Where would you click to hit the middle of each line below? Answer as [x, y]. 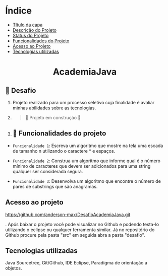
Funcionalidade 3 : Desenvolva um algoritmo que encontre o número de [87, 181]
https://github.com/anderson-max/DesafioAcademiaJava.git [68, 215]
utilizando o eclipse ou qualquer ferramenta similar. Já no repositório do [80, 230]
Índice [18, 11]
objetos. [14, 268]
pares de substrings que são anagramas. [55, 186]
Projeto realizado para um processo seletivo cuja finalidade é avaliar [83, 102]
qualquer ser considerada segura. [48, 171]
